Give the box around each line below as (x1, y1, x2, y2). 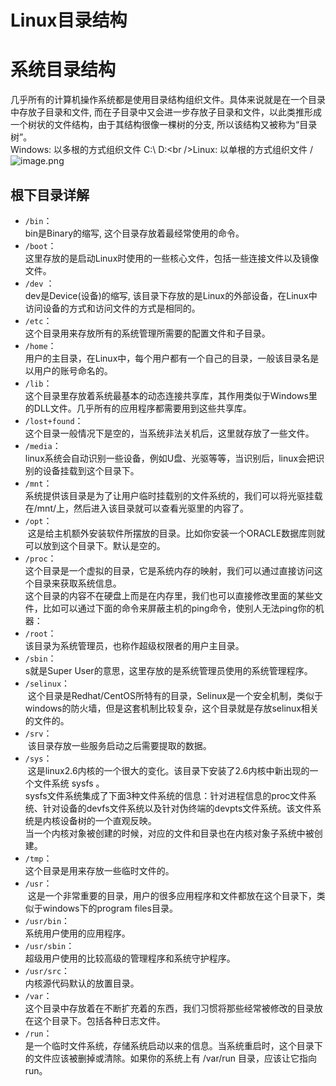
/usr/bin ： (24, 914, 71, 926)
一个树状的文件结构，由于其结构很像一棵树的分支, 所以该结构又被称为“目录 (10, 119, 318, 131)
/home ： (24, 339, 57, 351)
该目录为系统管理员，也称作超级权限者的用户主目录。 (24, 639, 245, 651)
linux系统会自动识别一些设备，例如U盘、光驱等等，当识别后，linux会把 (24, 452, 317, 464)
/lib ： (24, 377, 53, 389)
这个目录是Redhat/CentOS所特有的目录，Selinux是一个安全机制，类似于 (27, 689, 324, 701)
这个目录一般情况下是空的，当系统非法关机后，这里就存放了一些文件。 (24, 427, 315, 439)
